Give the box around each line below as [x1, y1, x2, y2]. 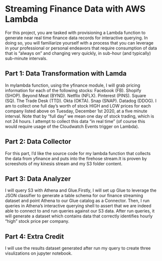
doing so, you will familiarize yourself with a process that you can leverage [5, 40, 154, 46]
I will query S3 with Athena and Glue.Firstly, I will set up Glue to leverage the [5, 187, 157, 193]
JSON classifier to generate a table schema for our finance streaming [5, 193, 144, 199]
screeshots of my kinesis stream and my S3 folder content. [5, 161, 122, 167]
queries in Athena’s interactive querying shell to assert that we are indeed [5, 203, 151, 209]
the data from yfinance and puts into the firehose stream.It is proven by [5, 155, 147, 161]
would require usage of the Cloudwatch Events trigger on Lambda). [5, 123, 139, 129]
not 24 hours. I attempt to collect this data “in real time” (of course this [5, 118, 146, 124]
